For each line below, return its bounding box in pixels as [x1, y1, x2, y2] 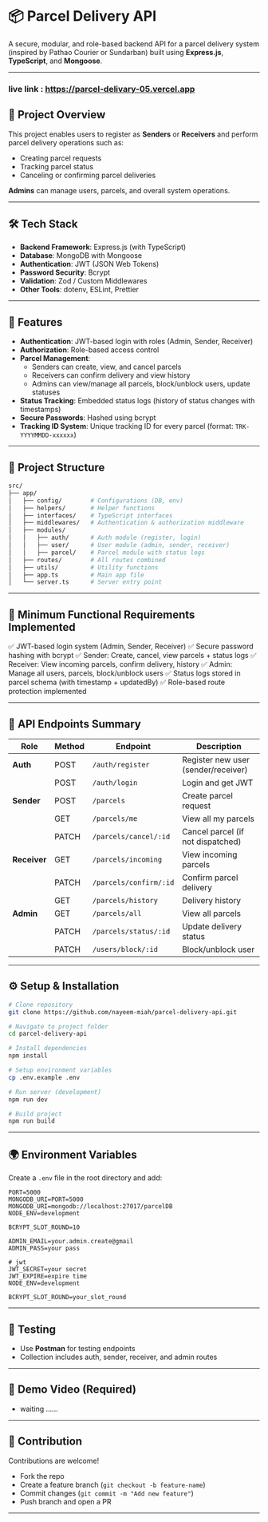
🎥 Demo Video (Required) [8, 1383, 137, 1397]
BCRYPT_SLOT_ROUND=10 [8, 1223, 81, 1231]
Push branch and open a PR [19, 1496, 112, 1506]
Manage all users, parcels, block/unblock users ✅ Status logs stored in [8, 668, 241, 678]
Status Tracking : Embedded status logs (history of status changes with [19, 396, 255, 406]
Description [195, 740, 242, 751]
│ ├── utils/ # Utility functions [8, 563, 159, 572]
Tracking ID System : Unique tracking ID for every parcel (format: [19, 422, 234, 431]
